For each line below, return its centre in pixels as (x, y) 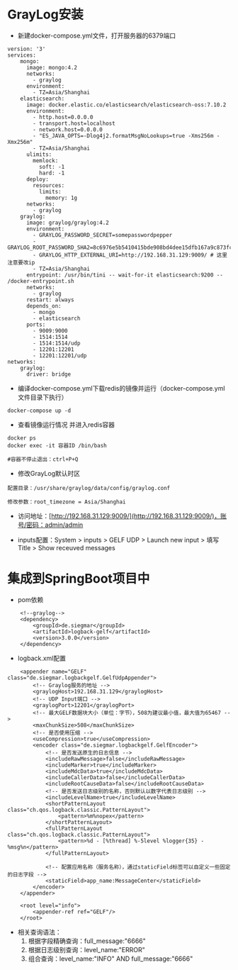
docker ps (22, 438)
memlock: (46, 160)
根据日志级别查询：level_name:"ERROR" (86, 949)
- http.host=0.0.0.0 (63, 117)
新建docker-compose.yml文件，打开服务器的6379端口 (96, 35)
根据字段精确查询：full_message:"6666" (87, 941)
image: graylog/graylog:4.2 (68, 223)
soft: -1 (52, 167)
